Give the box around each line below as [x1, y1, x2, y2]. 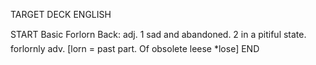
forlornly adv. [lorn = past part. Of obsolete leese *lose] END [10, 43, 260, 54]
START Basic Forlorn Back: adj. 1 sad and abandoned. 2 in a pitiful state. [10, 29, 307, 40]
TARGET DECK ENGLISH [10, 9, 112, 20]
